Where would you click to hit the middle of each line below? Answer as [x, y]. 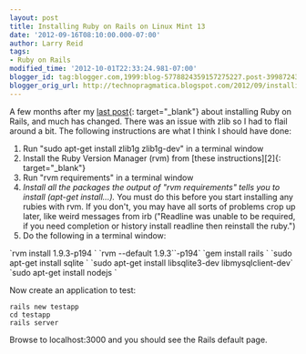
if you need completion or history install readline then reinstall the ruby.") [159, 226]
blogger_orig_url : [44, 86]
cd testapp [30, 315]
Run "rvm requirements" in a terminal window [108, 177]
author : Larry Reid [46, 43]
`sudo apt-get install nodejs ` [63, 272]
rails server [34, 323]
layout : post [34, 18]
